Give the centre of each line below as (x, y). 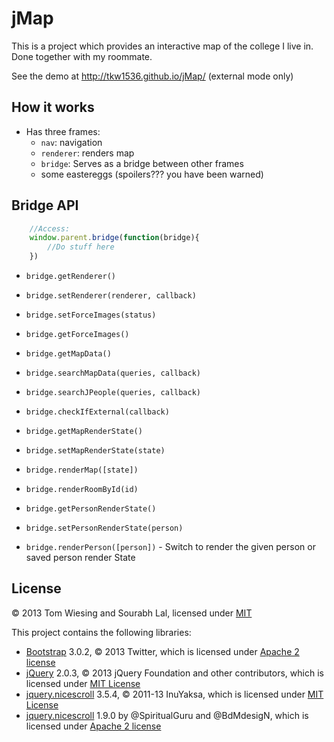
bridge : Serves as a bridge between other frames (142, 163)
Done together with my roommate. (82, 56)
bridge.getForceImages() (77, 335)
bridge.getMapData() (68, 354)
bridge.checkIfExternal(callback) (97, 412)
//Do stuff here (81, 247)
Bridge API (45, 205)
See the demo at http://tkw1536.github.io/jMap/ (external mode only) (152, 76)
